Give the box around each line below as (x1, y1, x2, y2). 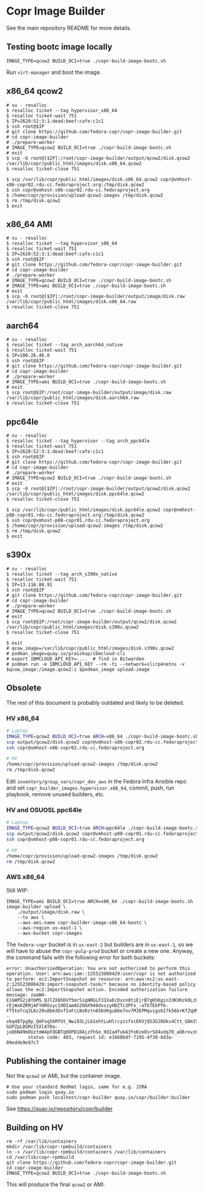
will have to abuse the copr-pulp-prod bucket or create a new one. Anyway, (6, 947, 194, 954)
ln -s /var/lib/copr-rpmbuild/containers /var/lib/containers (6, 1149, 166, 1155)
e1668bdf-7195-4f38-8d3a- (109, 1034, 174, 1040)
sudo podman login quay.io (6, 1089, 74, 1095)
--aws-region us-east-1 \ (17, 925, 83, 931)
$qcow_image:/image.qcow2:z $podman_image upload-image (6, 666, 150, 673)
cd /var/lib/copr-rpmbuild (6, 1155, 74, 1161)
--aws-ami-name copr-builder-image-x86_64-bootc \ (17, 919, 147, 926)
